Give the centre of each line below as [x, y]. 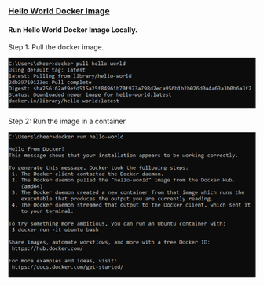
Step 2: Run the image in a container [67, 121]
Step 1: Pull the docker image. [56, 47]
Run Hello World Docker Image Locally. [73, 30]
